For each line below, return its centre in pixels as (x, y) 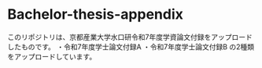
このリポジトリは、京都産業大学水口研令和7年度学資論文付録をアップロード (130, 37)
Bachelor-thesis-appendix (96, 14)
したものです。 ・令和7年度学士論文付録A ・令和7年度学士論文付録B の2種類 (131, 47)
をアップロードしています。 (52, 56)
